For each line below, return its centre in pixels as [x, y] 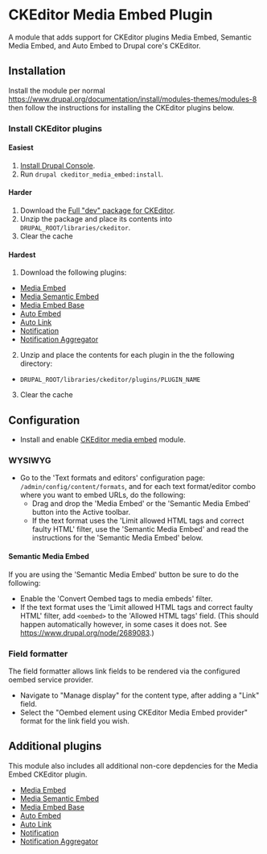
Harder [20, 193]
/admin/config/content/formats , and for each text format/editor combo [138, 487]
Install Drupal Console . [58, 165]
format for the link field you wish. [75, 721]
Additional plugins [55, 746]
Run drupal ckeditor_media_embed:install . [91, 174]
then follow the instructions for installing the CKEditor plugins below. [121, 107]
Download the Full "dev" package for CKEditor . [97, 210]
